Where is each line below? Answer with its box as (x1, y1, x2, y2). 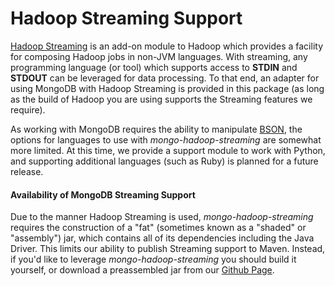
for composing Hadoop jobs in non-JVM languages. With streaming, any (10, 50, 308, 62)
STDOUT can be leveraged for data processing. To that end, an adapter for (10, 72, 320, 84)
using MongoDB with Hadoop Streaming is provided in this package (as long (10, 82, 325, 94)
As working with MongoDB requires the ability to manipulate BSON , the (10, 123, 303, 135)
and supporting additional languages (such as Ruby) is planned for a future (10, 155, 319, 167)
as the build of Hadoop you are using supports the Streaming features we (10, 93, 313, 105)
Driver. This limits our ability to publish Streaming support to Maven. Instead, (10, 243, 326, 255)
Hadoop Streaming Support (10, 7, 243, 30)
